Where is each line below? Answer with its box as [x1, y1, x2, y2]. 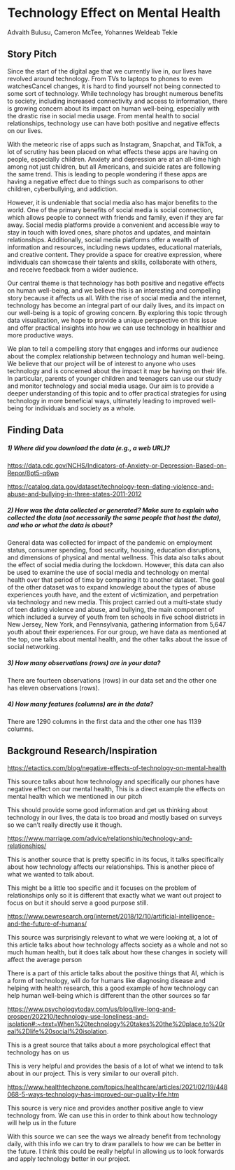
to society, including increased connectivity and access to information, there [7, 97, 228, 105]
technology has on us [7, 1048, 70, 1057]
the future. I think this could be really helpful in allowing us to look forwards [7, 1147, 225, 1155]
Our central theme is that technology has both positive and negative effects [7, 279, 225, 287]
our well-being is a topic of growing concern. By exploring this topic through [7, 308, 227, 316]
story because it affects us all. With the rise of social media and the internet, [7, 293, 227, 302]
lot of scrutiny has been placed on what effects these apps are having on [7, 147, 218, 155]
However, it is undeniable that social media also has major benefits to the [7, 198, 218, 207]
